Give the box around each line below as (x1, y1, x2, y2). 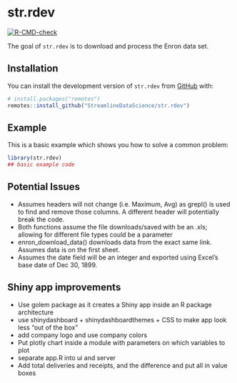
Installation (7, 62, 59, 75)
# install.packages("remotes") (7, 95, 101, 102)
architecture (17, 308, 54, 317)
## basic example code (7, 161, 75, 169)
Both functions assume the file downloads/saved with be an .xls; (17, 222, 208, 231)
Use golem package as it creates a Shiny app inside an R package (17, 300, 212, 309)
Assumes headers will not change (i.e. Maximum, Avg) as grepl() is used (17, 199, 231, 208)
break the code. (17, 215, 65, 224)
